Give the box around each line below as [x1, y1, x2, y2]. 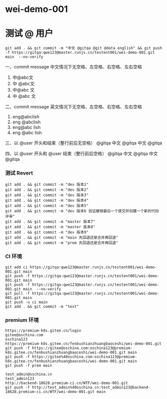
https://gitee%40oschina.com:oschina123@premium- [31, 355, 137, 360]
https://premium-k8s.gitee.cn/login [5, 328, 81, 333]
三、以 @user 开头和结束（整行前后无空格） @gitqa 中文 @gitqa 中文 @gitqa [5, 140, 163, 146]
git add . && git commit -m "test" [5, 304, 79, 309]
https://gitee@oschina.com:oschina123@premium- [31, 346, 133, 351]
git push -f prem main [5, 363, 52, 368]
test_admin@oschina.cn [5, 372, 52, 377]
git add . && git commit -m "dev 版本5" [5, 203, 89, 208]
